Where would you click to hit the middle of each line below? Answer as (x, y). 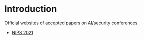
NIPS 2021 (22, 32)
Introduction (31, 9)
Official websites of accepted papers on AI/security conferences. (72, 23)
